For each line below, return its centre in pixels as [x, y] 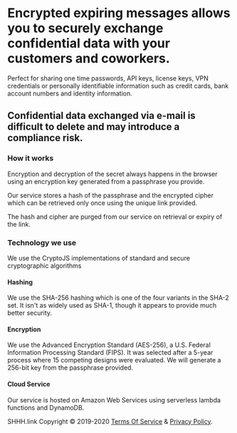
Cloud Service [29, 384]
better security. [30, 313]
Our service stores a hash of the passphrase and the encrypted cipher [110, 195]
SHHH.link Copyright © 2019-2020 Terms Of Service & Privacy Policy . [110, 421]
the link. [19, 224]
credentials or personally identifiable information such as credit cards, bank [118, 85]
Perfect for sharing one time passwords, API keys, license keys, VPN [108, 78]
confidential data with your [89, 43]
